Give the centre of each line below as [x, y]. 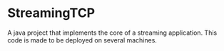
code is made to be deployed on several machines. [82, 40]
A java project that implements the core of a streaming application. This [112, 33]
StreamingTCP [51, 13]
